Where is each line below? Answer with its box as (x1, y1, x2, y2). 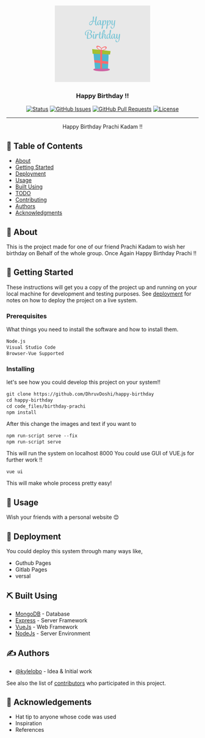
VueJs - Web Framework (15, 623, 78, 630)
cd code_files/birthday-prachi (6, 403, 86, 409)
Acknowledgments (15, 209, 63, 217)
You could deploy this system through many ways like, (6, 547, 143, 554)
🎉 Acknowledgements (6, 697, 92, 707)
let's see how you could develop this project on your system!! (6, 379, 160, 386)
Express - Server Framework (15, 616, 88, 624)
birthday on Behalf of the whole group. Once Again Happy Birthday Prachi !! (6, 249, 197, 256)
